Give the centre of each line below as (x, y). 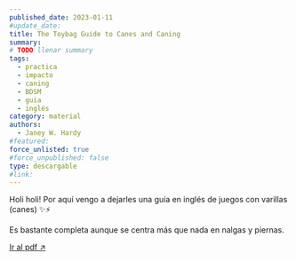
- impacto (35, 75)
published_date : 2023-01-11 (61, 17)
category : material (45, 116)
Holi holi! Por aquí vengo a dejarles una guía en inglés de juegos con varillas (148, 200)
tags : (19, 59)
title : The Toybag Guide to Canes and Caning (95, 34)
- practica (37, 67)
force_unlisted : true (49, 149)
